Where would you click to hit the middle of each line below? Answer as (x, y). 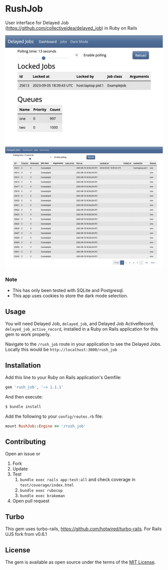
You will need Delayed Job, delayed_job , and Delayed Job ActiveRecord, (80, 324)
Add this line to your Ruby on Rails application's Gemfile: (63, 377)
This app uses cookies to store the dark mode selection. (70, 296)
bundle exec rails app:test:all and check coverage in (78, 480)
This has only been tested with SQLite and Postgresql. (68, 291)
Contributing (25, 442)
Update (20, 469)
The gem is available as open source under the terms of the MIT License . (80, 562)
